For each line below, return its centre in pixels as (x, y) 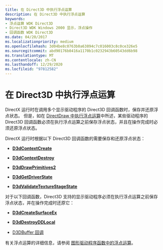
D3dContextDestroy (33, 157)
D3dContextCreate (32, 148)
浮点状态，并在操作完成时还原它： (40, 203)
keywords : (15, 19)
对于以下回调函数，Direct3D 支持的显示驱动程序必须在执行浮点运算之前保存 (81, 196)
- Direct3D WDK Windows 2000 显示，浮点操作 (49, 28)
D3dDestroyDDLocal (34, 222)
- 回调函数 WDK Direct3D (29, 32)
